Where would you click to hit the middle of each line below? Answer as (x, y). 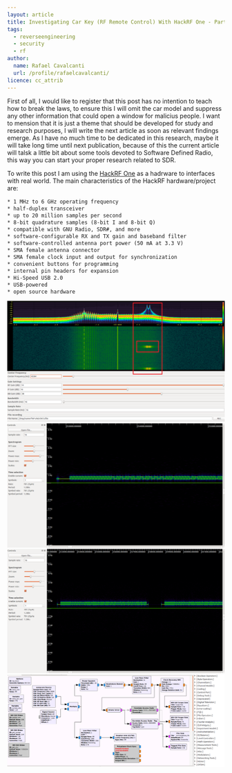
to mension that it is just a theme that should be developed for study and (110, 123)
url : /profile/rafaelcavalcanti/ (61, 73)
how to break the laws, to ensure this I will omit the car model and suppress (115, 108)
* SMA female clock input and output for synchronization (92, 257)
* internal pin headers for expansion (63, 271)
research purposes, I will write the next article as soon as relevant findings (113, 130)
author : (18, 59)
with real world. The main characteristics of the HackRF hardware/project (112, 181)
